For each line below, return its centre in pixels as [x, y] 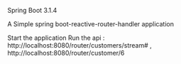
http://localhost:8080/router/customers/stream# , [80, 45]
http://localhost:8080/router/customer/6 [66, 53]
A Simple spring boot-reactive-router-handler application [90, 24]
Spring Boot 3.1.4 [32, 10]
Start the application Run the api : [56, 38]
